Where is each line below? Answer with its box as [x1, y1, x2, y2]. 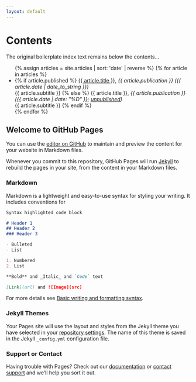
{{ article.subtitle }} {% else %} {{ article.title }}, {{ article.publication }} [14, 89, 186, 97]
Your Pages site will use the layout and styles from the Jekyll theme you [6, 322, 180, 329]
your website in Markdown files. [6, 147, 83, 154]
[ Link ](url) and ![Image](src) [6, 284, 82, 290]
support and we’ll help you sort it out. [6, 369, 96, 376]
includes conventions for [6, 198, 66, 205]
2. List [6, 263, 25, 269]
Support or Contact [6, 349, 63, 357]
